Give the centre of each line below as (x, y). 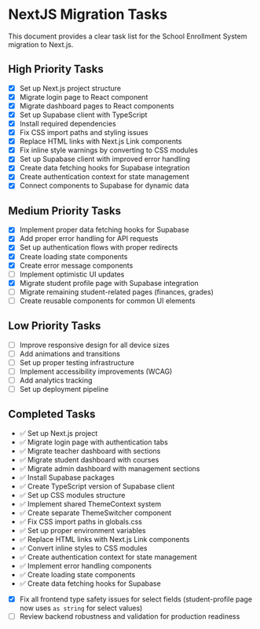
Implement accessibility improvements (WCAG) (96, 371)
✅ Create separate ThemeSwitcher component (95, 513)
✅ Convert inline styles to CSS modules (83, 548)
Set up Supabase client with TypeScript (83, 115)
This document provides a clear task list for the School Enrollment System (128, 36)
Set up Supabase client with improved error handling (105, 159)
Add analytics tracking (56, 380)
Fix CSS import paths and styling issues (84, 133)
